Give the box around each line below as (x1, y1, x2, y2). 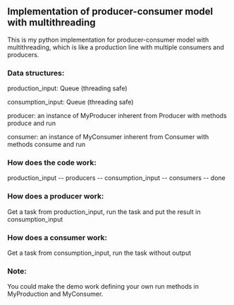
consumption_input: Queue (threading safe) (7, 98, 134, 107)
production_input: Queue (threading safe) (7, 84, 128, 92)
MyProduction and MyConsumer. (7, 289, 104, 299)
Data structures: (7, 68, 65, 78)
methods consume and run (7, 140, 86, 149)
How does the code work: (7, 158, 97, 168)
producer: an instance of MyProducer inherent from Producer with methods (7, 112, 227, 120)
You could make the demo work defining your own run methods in (7, 282, 199, 291)
